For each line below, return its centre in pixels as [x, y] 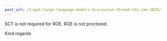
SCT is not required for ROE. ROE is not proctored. [56, 24]
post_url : [15, 10]
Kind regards [18, 33]
